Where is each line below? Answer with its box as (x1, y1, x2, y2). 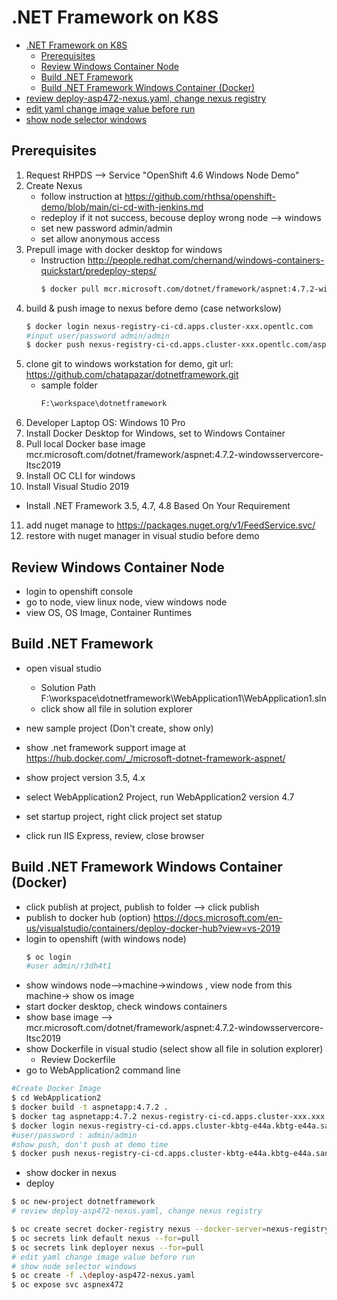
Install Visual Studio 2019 (25, 481, 130, 493)
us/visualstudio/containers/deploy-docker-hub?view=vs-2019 (25, 922, 281, 934)
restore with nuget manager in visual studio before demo (25, 530, 260, 542)
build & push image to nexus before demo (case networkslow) (25, 302, 282, 314)
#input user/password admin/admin (25, 331, 170, 341)
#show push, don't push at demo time (11, 1139, 169, 1150)
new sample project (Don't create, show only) (25, 722, 214, 734)
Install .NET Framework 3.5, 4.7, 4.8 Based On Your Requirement (25, 500, 291, 512)
